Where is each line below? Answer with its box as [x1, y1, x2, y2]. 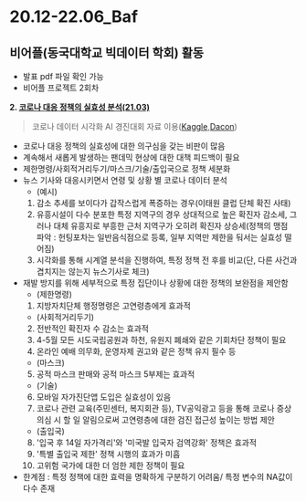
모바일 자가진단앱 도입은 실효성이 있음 [36, 392, 172, 403]
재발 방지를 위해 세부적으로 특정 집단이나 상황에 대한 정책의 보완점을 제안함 [22, 277, 290, 288]
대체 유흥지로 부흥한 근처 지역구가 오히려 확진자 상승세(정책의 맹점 [53, 221, 289, 231]
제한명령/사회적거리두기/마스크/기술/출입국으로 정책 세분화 [22, 163, 231, 174]
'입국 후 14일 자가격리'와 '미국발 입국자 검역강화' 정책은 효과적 [36, 437, 258, 448]
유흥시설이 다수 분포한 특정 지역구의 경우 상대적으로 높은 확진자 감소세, [36, 209, 288, 220]
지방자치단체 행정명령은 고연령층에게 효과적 [36, 300, 192, 311]
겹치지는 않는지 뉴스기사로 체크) [36, 267, 150, 277]
